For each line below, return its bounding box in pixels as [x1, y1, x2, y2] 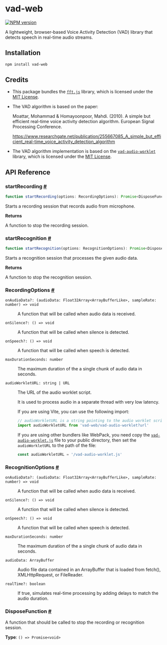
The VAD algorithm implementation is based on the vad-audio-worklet [12, 148, 156, 154]
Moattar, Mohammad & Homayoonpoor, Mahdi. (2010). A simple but [12, 113, 151, 119]
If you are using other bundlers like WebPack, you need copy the [17, 432, 150, 438]
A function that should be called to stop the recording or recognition [5, 619, 145, 625]
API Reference [5, 168, 51, 176]
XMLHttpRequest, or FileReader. [17, 572, 83, 578]
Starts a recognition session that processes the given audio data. [5, 255, 138, 261]
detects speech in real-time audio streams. [5, 34, 93, 40]
